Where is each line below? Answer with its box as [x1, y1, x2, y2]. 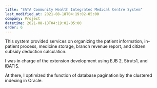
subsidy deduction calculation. [5, 49, 67, 55]
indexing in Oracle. [5, 78, 43, 84]
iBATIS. [5, 63, 20, 69]
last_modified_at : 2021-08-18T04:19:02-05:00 [5, 12, 99, 16]
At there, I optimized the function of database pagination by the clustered [5, 73, 153, 78]
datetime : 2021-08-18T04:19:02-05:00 [5, 20, 82, 26]
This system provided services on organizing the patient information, [5, 38, 144, 44]
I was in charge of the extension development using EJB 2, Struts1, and [5, 58, 148, 64]
